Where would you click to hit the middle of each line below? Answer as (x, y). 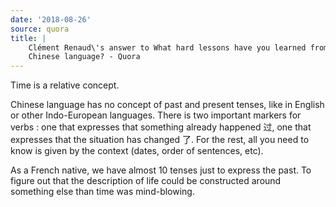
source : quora (40, 29)
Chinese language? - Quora (84, 57)
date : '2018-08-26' (51, 19)
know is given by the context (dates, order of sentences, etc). (137, 151)
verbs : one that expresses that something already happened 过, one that (161, 127)
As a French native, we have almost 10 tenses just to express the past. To (161, 170)
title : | (28, 38)
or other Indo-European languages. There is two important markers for (156, 115)
